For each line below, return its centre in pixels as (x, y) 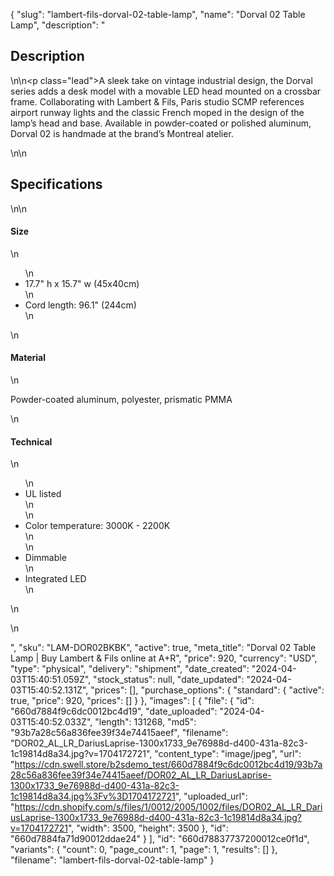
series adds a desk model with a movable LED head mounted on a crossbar (166, 91)
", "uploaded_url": (211, 796)
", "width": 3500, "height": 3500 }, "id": (148, 828)
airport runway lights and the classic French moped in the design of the (157, 112)
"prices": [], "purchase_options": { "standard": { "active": (207, 690)
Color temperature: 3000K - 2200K (97, 526)
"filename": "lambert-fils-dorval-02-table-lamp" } (112, 860)
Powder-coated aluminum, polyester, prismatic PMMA (121, 400)
